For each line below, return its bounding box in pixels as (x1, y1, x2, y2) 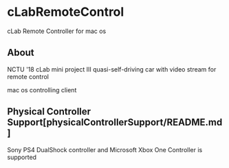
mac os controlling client (7, 85, 77, 94)
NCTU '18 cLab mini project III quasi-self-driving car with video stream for (7, 65, 217, 73)
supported (7, 153, 36, 161)
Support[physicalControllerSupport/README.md (7, 116, 223, 128)
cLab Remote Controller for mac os (7, 27, 107, 35)
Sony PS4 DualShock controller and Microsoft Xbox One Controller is (7, 145, 203, 154)
